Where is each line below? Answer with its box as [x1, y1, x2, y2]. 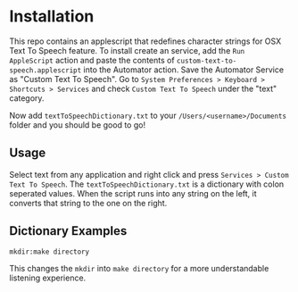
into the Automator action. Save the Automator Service [83, 64, 284, 75]
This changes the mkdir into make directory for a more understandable [9, 263, 269, 273]
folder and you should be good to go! [9, 119, 145, 130]
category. [9, 92, 45, 104]
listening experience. [9, 272, 87, 283]
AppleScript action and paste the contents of [9, 54, 176, 65]
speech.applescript [9, 65, 82, 75]
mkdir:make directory [9, 247, 90, 256]
